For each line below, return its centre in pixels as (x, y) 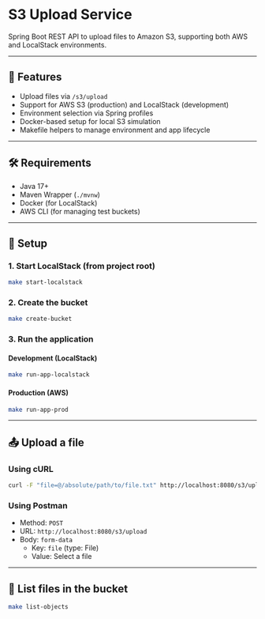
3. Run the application (51, 339)
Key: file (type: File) (65, 548)
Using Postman (38, 505)
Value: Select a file (62, 557)
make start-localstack (45, 282)
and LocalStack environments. (58, 44)
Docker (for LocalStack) (58, 202)
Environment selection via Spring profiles (86, 113)
